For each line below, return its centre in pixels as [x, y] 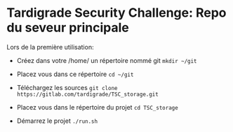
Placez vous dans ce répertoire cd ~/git [75, 74]
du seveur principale [68, 28]
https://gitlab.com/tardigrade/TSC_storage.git [87, 94]
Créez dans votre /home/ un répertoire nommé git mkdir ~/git [107, 60]
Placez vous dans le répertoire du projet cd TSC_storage [97, 107]
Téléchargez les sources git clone [67, 87]
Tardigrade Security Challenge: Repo [116, 13]
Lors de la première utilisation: [50, 47]
